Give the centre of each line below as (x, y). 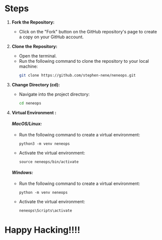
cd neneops (30, 103)
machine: (28, 66)
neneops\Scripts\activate (45, 211)
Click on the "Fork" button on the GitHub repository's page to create (88, 31)
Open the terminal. (38, 56)
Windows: (22, 173)
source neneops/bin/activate (49, 162)
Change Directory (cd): (36, 84)
